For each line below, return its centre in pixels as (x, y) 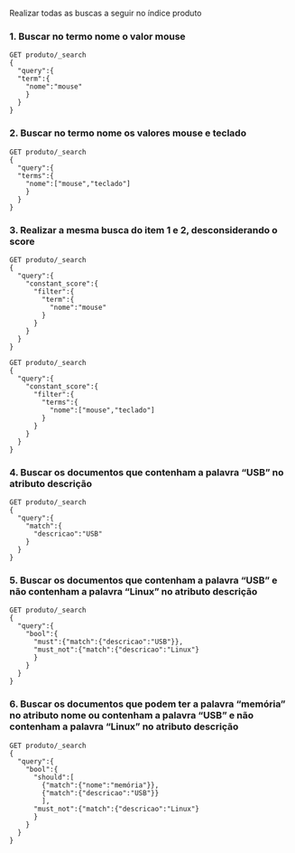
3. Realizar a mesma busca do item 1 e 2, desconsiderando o (143, 230)
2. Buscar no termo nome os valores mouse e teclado (128, 133)
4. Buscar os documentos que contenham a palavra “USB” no (147, 472)
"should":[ (54, 777)
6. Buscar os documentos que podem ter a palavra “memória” (147, 704)
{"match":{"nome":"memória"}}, (101, 785)
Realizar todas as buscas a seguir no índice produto (106, 13)
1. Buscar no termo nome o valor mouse (98, 36)
